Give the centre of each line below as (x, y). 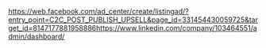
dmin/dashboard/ (37, 36)
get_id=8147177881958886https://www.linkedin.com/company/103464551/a (133, 28)
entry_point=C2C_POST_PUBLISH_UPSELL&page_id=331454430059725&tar (133, 20)
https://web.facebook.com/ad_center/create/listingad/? (98, 11)
